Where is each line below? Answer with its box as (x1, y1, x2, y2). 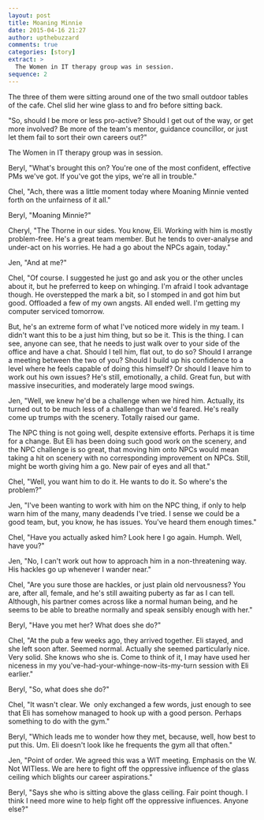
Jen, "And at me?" (8, 257, 67, 267)
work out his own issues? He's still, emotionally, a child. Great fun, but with (8, 372, 251, 381)
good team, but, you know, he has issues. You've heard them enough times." (8, 517, 257, 526)
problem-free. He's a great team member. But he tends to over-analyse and (8, 234, 254, 243)
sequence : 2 (8, 70, 47, 78)
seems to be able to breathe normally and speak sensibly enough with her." (8, 605, 253, 614)
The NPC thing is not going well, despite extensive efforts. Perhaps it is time (8, 428, 255, 437)
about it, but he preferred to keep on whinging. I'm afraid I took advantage (8, 281, 249, 290)
